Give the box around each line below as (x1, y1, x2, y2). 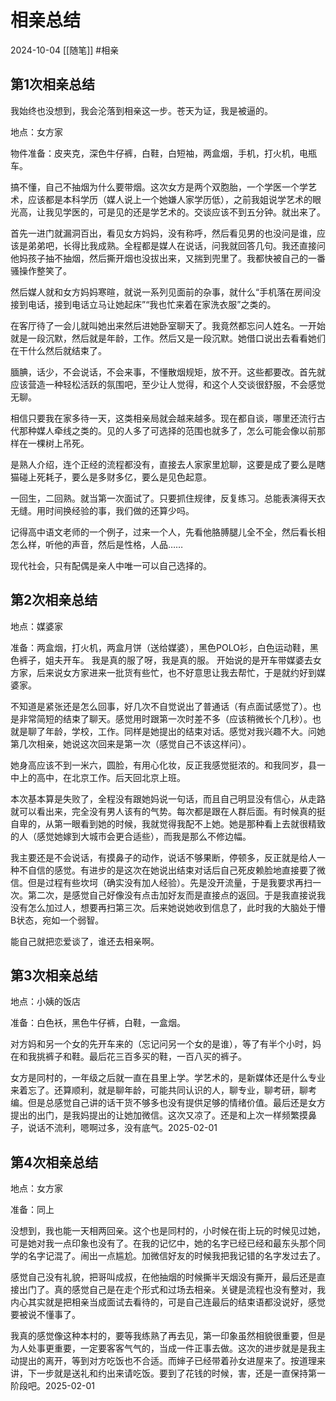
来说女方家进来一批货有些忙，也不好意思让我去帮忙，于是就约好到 (44, 666, 317, 678)
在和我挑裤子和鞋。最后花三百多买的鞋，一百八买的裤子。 (10, 1051, 247, 1063)
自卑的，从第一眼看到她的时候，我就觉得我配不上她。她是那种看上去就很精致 (10, 817, 326, 830)
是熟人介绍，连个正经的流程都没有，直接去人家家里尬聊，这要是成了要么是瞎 (10, 458, 326, 470)
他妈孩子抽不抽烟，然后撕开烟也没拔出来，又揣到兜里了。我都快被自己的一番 (10, 252, 326, 264)
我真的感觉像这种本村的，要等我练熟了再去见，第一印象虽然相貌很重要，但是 (10, 1330, 326, 1342)
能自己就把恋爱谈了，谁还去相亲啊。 (10, 935, 160, 947)
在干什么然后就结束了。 (10, 344, 107, 356)
